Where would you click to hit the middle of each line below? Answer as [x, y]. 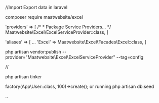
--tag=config [130, 57]
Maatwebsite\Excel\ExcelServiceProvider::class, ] [57, 32]
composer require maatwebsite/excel [44, 17]
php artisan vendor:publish [33, 52]
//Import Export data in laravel [36, 7]
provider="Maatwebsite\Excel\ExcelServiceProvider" [60, 57]
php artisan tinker [24, 77]
